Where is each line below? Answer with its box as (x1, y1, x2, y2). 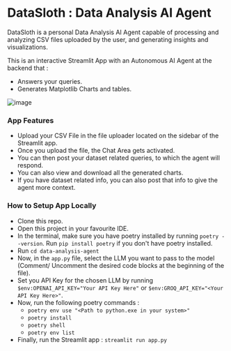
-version (17, 240, 43, 247)
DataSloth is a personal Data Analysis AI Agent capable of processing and (7, 28, 219, 36)
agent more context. (17, 184, 76, 192)
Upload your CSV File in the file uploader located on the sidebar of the (17, 131, 219, 140)
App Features (7, 115, 54, 125)
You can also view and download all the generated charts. (17, 169, 184, 177)
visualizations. (7, 43, 49, 51)
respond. (17, 161, 44, 170)
